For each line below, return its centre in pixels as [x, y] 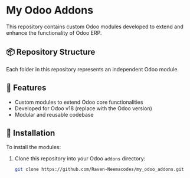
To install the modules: [33, 147]
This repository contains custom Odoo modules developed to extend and [95, 27]
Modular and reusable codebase [54, 114]
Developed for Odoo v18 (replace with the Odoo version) [83, 108]
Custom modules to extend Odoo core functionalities [79, 102]
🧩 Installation [31, 133]
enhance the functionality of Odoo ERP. [54, 32]
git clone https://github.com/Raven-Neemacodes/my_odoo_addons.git [99, 169]
